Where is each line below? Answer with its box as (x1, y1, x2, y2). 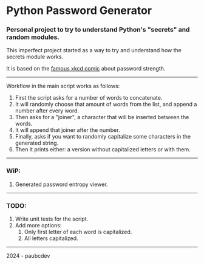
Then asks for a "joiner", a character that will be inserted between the (15, 114, 189, 121)
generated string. (15, 139, 59, 146)
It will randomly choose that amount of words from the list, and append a (15, 101, 197, 108)
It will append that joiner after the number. (15, 126, 120, 134)
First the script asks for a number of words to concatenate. (15, 94, 163, 102)
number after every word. (15, 107, 80, 114)
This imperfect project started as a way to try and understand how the (6, 47, 182, 54)
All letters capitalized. (24, 235, 78, 242)
